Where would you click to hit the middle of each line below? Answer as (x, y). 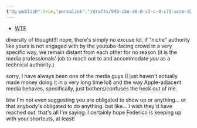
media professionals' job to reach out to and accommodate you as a (88, 58)
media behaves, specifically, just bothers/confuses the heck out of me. (92, 88)
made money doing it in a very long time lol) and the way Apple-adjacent (94, 82)
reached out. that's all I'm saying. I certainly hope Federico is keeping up (94, 112)
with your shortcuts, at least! (40, 119)
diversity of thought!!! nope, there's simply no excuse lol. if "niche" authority (98, 39)
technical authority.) (30, 65)
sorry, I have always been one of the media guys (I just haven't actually (92, 76)
